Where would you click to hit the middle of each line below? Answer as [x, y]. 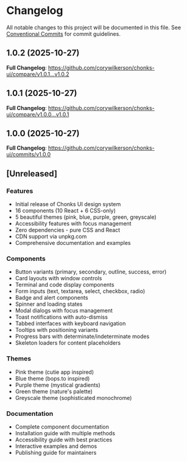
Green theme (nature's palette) [54, 391]
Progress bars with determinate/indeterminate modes [82, 336]
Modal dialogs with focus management [64, 311]
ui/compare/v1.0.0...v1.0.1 [38, 114]
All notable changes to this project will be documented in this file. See [94, 27]
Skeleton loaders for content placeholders [68, 343]
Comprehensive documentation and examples [73, 243]
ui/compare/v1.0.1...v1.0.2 [38, 74]
